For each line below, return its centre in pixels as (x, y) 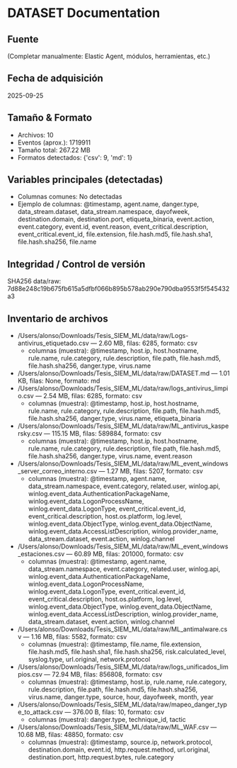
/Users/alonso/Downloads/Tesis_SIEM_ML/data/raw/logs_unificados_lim (123, 667)
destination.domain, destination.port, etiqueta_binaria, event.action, (116, 219)
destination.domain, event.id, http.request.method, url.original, (119, 750)
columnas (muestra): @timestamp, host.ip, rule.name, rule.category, (127, 682)
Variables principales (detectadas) (85, 180)
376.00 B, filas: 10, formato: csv (118, 712)
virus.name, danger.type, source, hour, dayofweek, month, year (121, 697)
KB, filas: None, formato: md (59, 381)
